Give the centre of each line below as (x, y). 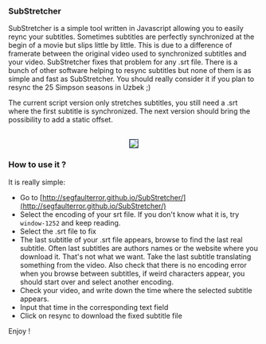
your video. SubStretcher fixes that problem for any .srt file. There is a (123, 62)
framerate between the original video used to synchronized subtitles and (127, 54)
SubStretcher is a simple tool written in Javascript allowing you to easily (126, 29)
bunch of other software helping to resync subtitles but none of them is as (130, 71)
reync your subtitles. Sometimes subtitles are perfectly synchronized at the (131, 37)
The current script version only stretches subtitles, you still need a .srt (123, 103)
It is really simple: (37, 182)
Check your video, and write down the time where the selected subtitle (136, 290)
